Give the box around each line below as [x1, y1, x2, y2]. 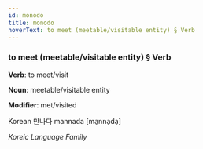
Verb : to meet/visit [8, 70, 69, 79]
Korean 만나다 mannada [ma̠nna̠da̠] [8, 116, 122, 125]
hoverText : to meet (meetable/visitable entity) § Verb [8, 26, 195, 34]
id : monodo [8, 11, 44, 20]
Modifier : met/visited [8, 100, 77, 110]
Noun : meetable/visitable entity [8, 85, 110, 94]
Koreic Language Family [8, 132, 87, 141]
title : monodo [8, 19, 55, 27]
